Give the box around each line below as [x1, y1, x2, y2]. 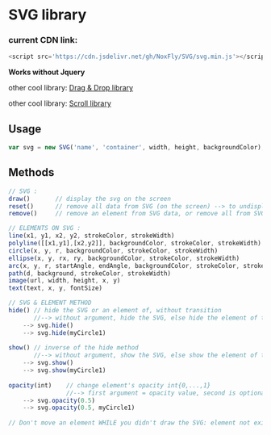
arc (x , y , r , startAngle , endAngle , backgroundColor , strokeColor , [8, 261, 240, 270]
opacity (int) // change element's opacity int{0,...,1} [8, 381, 211, 389]
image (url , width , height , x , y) [8, 277, 121, 285]
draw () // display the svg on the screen [8, 194, 172, 203]
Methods [8, 165, 55, 179]
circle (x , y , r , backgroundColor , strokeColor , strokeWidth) [8, 246, 219, 255]
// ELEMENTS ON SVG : [8, 224, 81, 232]
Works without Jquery [8, 67, 85, 77]
